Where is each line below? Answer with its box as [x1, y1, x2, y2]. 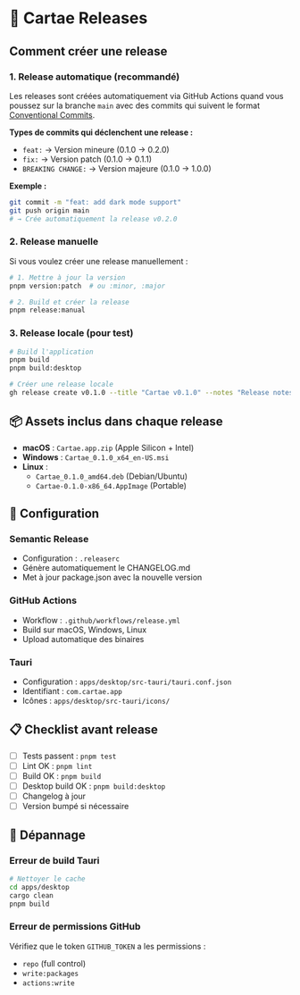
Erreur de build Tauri [9, 854, 100, 866]
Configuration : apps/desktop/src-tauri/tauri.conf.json [21, 676, 232, 687]
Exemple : [9, 180, 47, 191]
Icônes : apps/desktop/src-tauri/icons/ [21, 696, 171, 707]
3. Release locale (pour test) [9, 327, 134, 339]
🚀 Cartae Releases [9, 8, 148, 29]
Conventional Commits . [9, 109, 96, 120]
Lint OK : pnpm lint [21, 760, 93, 771]
